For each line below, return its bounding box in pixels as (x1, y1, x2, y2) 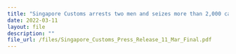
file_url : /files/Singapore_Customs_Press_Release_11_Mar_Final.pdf (7, 36, 212, 43)
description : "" (7, 29, 55, 37)
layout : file (7, 23, 46, 30)
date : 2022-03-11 (7, 17, 58, 24)
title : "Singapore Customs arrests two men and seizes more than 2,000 (7, 10, 221, 18)
